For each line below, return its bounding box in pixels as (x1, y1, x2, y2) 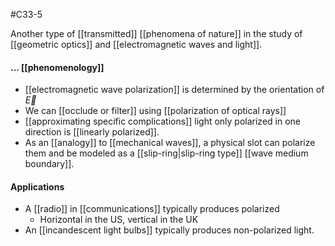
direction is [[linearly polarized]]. (24, 126, 160, 138)
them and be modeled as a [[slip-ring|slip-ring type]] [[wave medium (24, 147, 309, 159)
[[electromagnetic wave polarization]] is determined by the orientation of (24, 84, 325, 96)
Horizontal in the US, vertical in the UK (39, 214, 199, 226)
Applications (10, 180, 65, 193)
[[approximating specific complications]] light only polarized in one (24, 115, 301, 128)
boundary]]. (24, 158, 75, 170)
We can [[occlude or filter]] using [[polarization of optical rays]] (24, 105, 287, 117)
